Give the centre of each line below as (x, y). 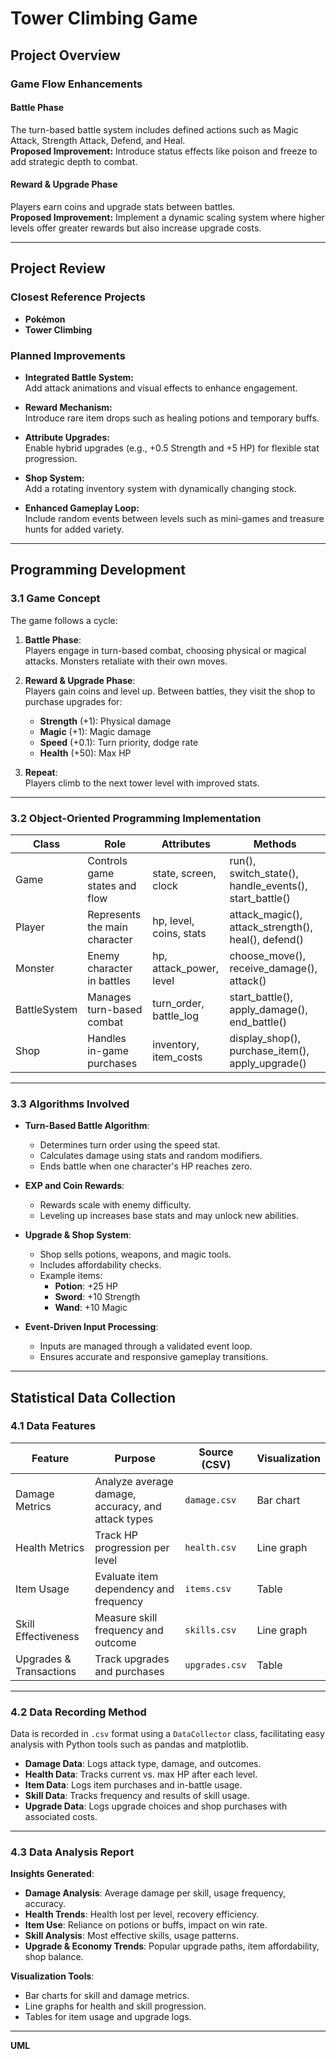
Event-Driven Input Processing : (91, 1327)
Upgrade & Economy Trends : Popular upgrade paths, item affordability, (172, 1946)
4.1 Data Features (53, 1426)
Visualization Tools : (52, 1976)
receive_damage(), (273, 968)
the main (107, 927)
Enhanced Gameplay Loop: (82, 508)
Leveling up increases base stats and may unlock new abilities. (169, 1216)
